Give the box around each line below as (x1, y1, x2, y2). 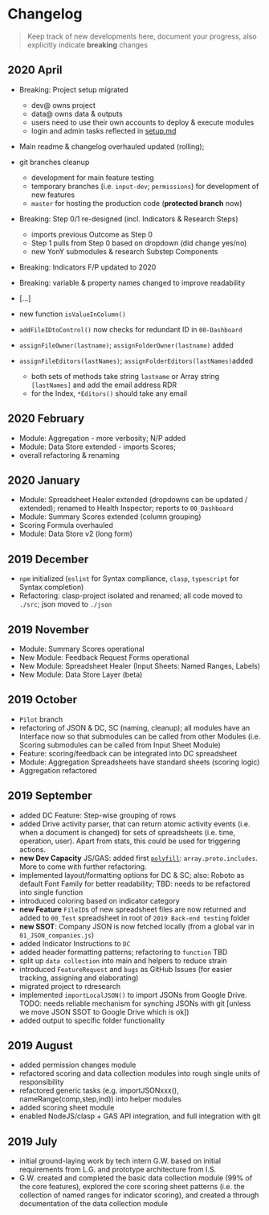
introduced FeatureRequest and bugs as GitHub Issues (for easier (18, 964, 233, 974)
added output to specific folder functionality (18, 1015, 165, 1025)
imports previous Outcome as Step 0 (31, 229, 153, 239)
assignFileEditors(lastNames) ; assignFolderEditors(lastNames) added (18, 356, 254, 365)
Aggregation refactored (18, 765, 97, 775)
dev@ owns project (31, 100, 96, 109)
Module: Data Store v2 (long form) (18, 529, 133, 539)
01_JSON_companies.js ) (18, 930, 95, 940)
